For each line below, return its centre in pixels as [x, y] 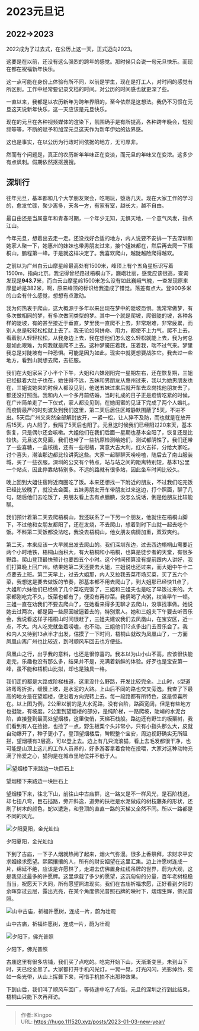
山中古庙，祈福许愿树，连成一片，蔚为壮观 [58, 924]
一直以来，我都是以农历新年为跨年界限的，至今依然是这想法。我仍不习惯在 [97, 102]
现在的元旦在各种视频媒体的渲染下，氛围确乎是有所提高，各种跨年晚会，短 [97, 122]
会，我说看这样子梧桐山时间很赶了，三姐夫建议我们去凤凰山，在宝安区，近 [97, 619]
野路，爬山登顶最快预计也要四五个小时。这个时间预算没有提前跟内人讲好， [97, 559]
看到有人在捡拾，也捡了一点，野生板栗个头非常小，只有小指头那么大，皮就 [102, 726]
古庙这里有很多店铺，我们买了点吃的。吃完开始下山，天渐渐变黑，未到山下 [97, 961]
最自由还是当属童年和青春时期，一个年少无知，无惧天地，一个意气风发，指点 [99, 218]
